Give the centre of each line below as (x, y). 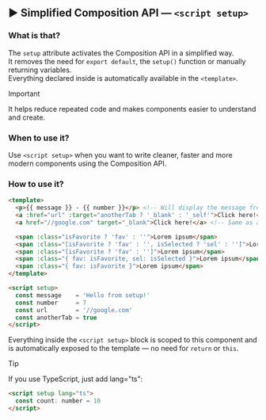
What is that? (34, 36)
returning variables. (40, 70)
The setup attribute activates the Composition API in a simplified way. (121, 53)
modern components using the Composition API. (87, 163)
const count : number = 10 (58, 401)
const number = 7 (51, 303)
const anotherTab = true (56, 317)
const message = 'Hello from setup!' (83, 295)
